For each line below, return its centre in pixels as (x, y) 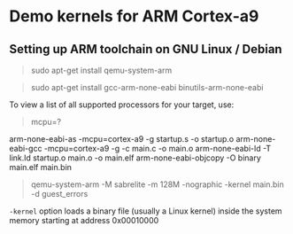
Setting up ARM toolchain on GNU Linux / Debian (146, 49)
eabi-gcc (26, 148)
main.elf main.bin (41, 167)
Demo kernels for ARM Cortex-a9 (134, 16)
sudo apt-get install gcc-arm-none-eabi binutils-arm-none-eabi (147, 87)
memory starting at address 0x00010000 (84, 220)
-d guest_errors (59, 194)
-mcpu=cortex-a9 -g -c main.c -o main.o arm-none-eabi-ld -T (158, 148)
